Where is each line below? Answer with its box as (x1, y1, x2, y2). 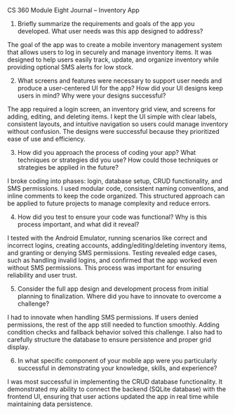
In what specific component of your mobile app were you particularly (17, 357, 217, 365)
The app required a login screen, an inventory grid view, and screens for (7, 105, 216, 113)
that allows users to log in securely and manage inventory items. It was (7, 48, 213, 56)
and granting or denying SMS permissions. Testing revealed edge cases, (7, 249, 217, 257)
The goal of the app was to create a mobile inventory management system (7, 41, 222, 48)
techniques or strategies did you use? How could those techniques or (17, 156, 219, 164)
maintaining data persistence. (7, 400, 93, 408)
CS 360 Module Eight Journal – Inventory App (7, 6, 140, 14)
